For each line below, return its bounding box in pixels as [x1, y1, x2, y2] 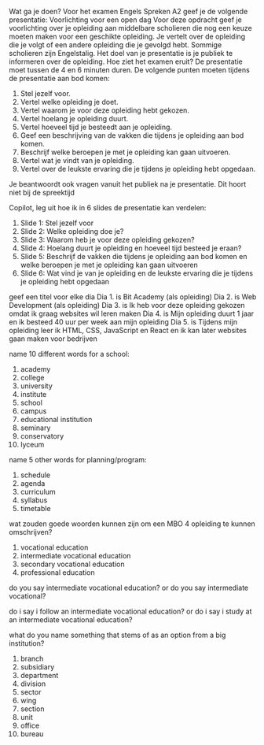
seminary [20, 423, 51, 432]
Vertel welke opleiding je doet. [20, 98, 119, 106]
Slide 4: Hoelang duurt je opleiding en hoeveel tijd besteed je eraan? [20, 243, 242, 253]
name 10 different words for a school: [9, 350, 130, 358]
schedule [20, 470, 51, 480]
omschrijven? [9, 528, 53, 536]
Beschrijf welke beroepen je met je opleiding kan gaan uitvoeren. [20, 147, 231, 157]
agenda [20, 479, 46, 487]
